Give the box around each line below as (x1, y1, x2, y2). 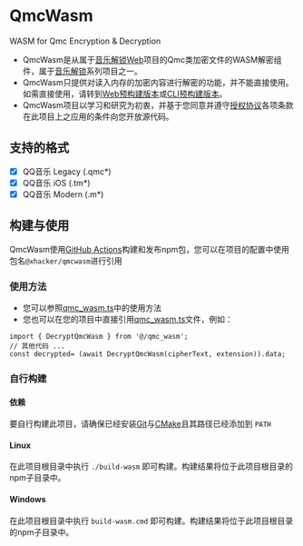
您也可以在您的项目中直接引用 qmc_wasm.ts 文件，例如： (22, 314, 233, 325)
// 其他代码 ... (9, 342, 65, 351)
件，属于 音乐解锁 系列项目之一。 (22, 65, 142, 76)
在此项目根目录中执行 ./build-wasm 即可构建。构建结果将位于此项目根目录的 (9, 461, 293, 472)
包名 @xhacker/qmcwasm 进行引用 (9, 255, 122, 266)
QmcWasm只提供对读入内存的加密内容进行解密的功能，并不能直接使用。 (22, 76, 294, 87)
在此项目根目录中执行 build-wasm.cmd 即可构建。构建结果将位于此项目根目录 (9, 515, 294, 526)
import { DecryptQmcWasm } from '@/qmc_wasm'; (9, 333, 189, 342)
